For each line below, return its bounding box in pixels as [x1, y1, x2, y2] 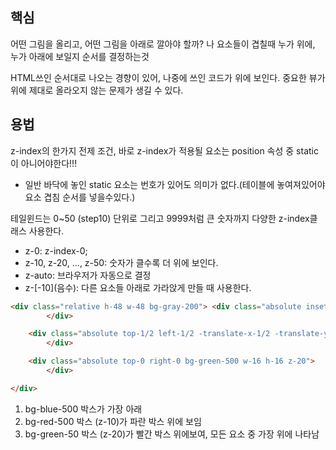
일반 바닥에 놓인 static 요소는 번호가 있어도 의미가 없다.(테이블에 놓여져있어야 [24, 178, 326, 190]
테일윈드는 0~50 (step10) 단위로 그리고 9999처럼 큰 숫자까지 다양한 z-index [10, 212, 310, 224]
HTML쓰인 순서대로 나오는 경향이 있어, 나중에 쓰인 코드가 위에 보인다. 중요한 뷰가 [10, 71, 326, 83]
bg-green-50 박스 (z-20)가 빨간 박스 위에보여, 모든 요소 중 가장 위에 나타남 [24, 428, 320, 440]
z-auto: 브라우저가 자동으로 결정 [24, 269, 152, 281]
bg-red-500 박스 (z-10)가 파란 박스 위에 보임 [24, 415, 202, 427]
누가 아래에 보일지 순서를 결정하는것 [10, 50, 150, 62]
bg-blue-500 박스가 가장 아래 [24, 403, 143, 415]
